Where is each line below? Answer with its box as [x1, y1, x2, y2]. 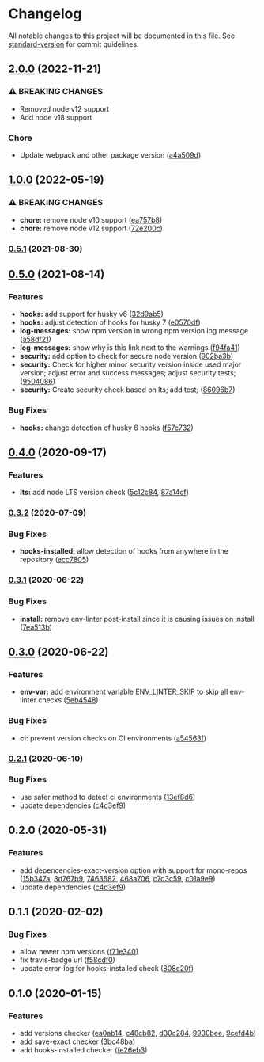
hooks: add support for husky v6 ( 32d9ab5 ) [19, 310, 164, 319]
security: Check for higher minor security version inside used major [19, 360, 242, 369]
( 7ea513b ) [19, 622, 53, 632]
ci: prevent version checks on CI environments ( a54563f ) [19, 733, 207, 743]
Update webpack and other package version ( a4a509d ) [19, 150, 202, 159]
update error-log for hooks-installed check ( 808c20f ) [19, 964, 194, 973]
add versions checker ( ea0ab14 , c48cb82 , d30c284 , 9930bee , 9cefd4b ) [19, 1028, 257, 1037]
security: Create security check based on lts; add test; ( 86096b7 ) [19, 385, 236, 394]
